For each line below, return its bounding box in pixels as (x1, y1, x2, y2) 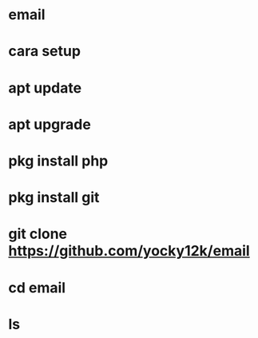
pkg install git (8, 189, 100, 207)
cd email (8, 278, 66, 296)
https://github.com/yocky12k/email (8, 242, 250, 260)
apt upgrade (8, 115, 92, 133)
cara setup (8, 42, 81, 61)
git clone (8, 225, 68, 243)
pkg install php (8, 152, 109, 169)
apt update (8, 78, 82, 97)
